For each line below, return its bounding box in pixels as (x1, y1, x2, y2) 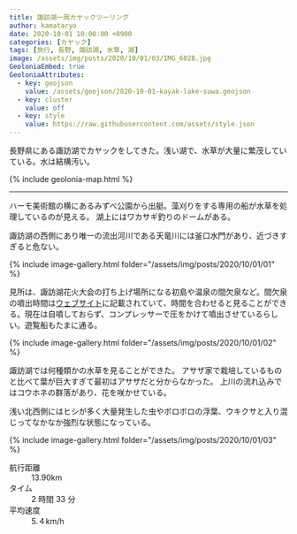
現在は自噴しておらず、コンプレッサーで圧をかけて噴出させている (24, 309, 263, 319)
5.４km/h (31, 516, 65, 526)
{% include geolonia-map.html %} (9, 174, 133, 184)
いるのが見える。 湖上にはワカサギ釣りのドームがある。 (32, 211, 236, 222)
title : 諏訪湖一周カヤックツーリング (9, 12, 130, 22)
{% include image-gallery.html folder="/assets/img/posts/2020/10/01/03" (9, 435, 277, 445)
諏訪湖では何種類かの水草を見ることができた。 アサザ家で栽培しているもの (9, 365, 283, 376)
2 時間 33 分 (31, 494, 76, 504)
